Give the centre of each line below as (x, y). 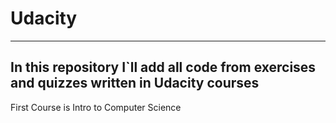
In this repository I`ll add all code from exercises (163, 67)
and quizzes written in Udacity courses (135, 83)
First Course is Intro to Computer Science (96, 107)
